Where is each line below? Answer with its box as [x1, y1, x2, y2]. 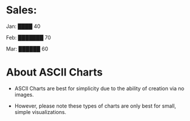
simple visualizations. [14, 108, 67, 115]
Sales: [6, 3, 37, 17]
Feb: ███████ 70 [6, 34, 51, 41]
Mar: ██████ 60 [6, 45, 49, 52]
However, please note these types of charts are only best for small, [14, 102, 177, 109]
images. [14, 91, 34, 98]
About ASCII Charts [6, 66, 103, 79]
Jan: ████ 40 [6, 23, 41, 30]
